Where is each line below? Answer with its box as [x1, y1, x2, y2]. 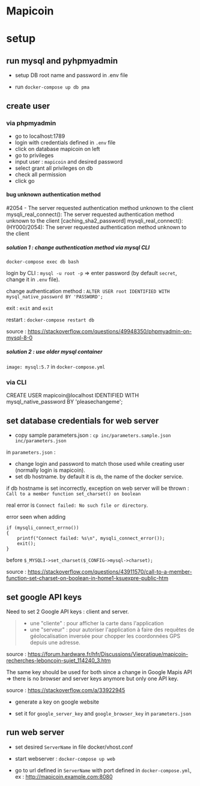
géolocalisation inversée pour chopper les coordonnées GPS [29, 632, 181, 639]
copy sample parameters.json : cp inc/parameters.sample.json [14, 432, 171, 439]
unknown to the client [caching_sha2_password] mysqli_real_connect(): [6, 217, 183, 224]
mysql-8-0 [6, 334, 33, 341]
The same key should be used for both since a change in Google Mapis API [6, 668, 192, 675]
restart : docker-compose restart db [6, 316, 95, 323]
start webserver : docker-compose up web [14, 755, 115, 762]
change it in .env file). [6, 276, 60, 283]
